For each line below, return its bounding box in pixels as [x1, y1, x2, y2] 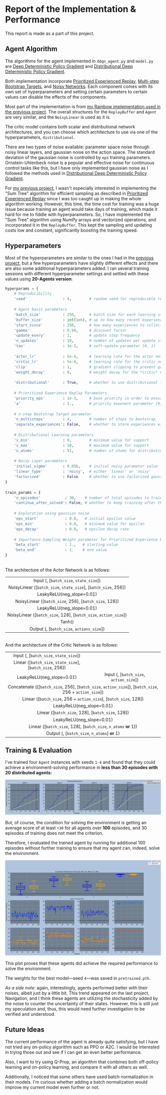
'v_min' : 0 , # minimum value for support [14, 437, 149, 442]
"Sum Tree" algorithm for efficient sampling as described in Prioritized [5, 190, 148, 196]
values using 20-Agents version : [5, 276, 73, 282]
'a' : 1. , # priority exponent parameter [14, 401, 154, 406]
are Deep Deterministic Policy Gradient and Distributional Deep [5, 63, 133, 69]
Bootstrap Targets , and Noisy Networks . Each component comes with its [5, 83, 153, 89]
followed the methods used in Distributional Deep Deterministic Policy [5, 170, 147, 176]
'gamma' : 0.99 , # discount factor [14, 328, 127, 333]
